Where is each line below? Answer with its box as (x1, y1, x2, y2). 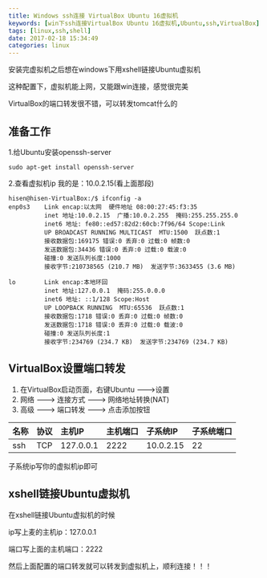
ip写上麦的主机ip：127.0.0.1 (8, 527, 97, 536)
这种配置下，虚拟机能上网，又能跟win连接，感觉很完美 (8, 82, 189, 92)
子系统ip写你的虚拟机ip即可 (8, 461, 98, 470)
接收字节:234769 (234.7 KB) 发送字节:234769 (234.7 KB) (43, 338, 229, 346)
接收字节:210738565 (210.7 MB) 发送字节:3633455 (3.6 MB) (43, 263, 237, 271)
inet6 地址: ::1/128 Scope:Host (43, 295, 150, 303)
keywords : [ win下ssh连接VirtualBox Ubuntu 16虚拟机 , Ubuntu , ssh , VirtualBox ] (8, 19, 260, 27)
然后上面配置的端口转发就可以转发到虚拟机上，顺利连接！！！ (8, 561, 212, 571)
